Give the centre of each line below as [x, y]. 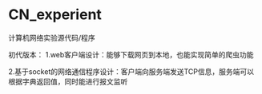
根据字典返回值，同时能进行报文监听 [68, 81]
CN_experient [55, 15]
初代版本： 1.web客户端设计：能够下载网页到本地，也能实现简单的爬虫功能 [131, 54]
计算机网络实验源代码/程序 [52, 37]
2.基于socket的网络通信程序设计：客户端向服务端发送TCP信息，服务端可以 [131, 71]
